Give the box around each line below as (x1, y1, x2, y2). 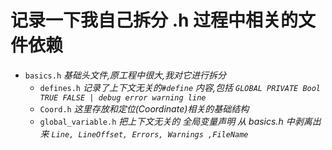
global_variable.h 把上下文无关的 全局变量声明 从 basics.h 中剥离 (39, 115, 313, 127)
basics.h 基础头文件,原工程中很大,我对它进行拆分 (24, 69, 227, 81)
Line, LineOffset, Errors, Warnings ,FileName (51, 129, 249, 140)
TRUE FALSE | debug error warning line (39, 92, 207, 103)
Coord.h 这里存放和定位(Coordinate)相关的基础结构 (39, 102, 250, 115)
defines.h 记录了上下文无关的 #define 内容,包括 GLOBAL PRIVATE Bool (39, 81, 322, 93)
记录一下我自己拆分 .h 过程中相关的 (10, 9, 299, 32)
